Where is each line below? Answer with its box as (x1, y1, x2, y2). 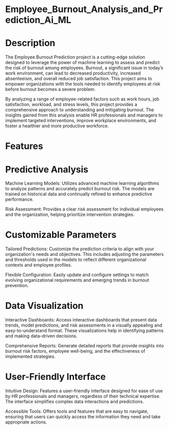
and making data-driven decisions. (5, 333, 78, 339)
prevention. (5, 283, 29, 289)
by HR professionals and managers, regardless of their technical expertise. (5, 393, 160, 399)
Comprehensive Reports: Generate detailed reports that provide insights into (5, 343, 164, 349)
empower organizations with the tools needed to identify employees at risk (5, 81, 160, 87)
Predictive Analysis (5, 164, 88, 175)
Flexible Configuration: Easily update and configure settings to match (5, 272, 149, 278)
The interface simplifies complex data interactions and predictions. (5, 399, 144, 405)
